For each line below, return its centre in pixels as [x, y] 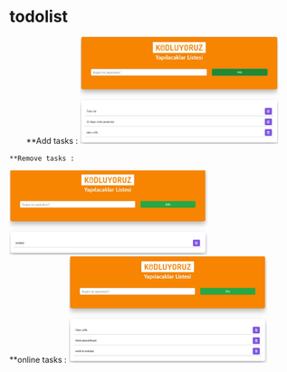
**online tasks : [38, 360]
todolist [39, 17]
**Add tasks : [52, 140]
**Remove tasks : [42, 158]
